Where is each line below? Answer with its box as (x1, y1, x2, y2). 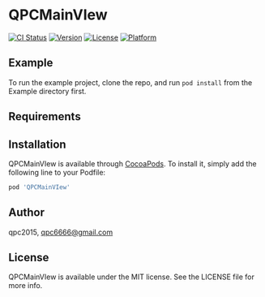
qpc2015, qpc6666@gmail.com (8, 227, 113, 237)
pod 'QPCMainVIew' (8, 183, 71, 192)
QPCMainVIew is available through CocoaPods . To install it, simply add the (8, 158, 257, 168)
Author (8, 205, 45, 220)
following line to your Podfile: (8, 167, 106, 177)
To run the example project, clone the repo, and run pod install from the (8, 77, 253, 87)
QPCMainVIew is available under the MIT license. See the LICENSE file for (8, 272, 255, 282)
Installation (8, 137, 66, 151)
